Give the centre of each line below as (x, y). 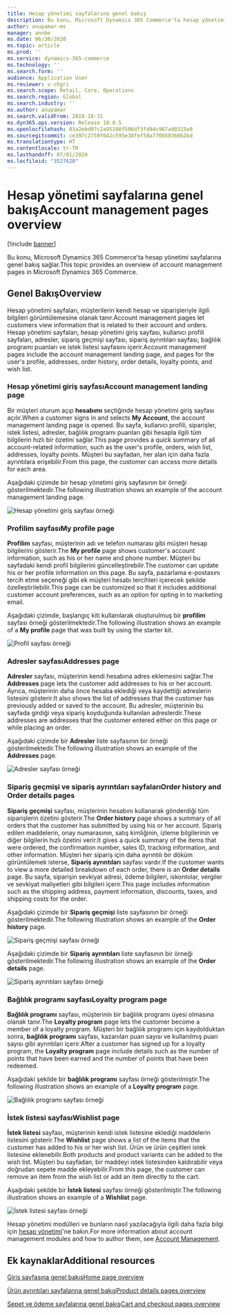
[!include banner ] (32, 244)
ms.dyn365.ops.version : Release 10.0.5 (65, 123)
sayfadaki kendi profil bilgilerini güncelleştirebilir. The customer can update (113, 565)
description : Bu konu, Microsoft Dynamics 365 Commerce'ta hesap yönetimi (117, 20)
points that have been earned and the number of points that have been (108, 1058)
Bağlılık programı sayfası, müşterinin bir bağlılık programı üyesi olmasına (110, 1014)
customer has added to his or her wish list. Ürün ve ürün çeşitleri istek (107, 1147)
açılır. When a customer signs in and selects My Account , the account (106, 418)
